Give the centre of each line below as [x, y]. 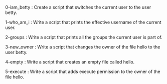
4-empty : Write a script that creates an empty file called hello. [70, 62]
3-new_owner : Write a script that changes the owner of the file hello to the [83, 47]
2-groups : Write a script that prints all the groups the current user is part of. [84, 37]
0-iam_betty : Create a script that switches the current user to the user [78, 7]
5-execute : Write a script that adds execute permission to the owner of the [83, 71]
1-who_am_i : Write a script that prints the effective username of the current [83, 22]
